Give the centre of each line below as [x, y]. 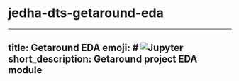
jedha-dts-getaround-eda [86, 13]
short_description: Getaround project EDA [103, 59]
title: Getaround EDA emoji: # [73, 48]
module [25, 70]
